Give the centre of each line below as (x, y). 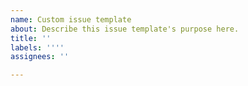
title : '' (31, 38)
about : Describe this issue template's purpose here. (125, 29)
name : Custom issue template (71, 19)
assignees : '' (40, 57)
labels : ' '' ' (37, 47)
